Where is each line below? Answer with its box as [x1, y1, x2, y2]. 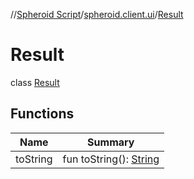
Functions [10, 105, 75, 123]
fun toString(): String [62, 152, 160, 166]
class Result [10, 76, 60, 88]
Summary [87, 135, 135, 149]
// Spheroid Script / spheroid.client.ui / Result [10, 9, 184, 20]
